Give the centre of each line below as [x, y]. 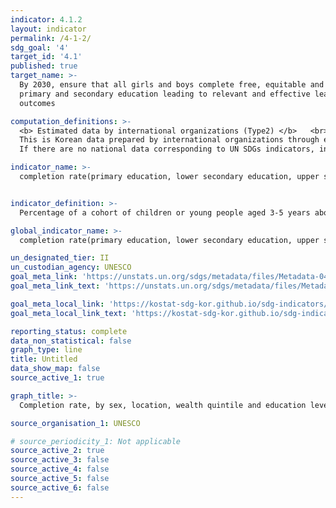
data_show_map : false [55, 369]
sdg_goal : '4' [40, 47]
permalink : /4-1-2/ [51, 38]
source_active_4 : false [60, 469]
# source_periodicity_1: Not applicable [96, 441]
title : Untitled [44, 359]
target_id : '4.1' [46, 57]
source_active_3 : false [60, 460]
